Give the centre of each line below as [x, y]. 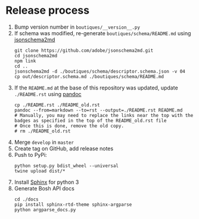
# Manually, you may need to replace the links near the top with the [104, 115]
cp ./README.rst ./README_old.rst [57, 105]
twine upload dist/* [40, 171]
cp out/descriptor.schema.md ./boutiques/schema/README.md [89, 76]
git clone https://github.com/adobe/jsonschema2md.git [84, 50]
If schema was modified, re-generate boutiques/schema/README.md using [102, 33]
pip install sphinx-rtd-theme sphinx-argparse [73, 204]
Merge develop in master [44, 142]
